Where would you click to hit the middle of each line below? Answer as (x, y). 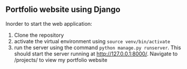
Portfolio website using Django (63, 10)
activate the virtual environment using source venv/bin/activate (92, 41)
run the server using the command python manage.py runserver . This (98, 47)
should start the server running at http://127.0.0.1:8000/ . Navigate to (96, 54)
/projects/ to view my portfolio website (61, 60)
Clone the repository (39, 35)
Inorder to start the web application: (49, 23)
